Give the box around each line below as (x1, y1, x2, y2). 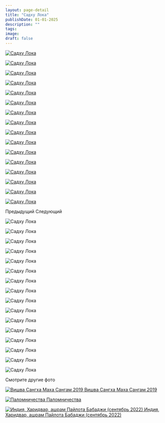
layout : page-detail (5, 7, 50, 13)
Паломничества (46, 396, 82, 403)
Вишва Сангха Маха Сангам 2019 (84, 386, 157, 392)
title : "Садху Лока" (5, 12, 50, 17)
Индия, (144, 406, 160, 412)
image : (5, 31, 19, 36)
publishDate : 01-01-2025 (5, 17, 58, 22)
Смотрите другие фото (5, 377, 55, 383)
